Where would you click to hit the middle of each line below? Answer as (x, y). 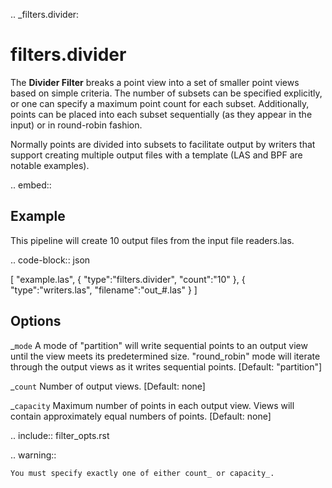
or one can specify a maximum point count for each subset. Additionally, (160, 103)
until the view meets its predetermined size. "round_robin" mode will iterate (165, 356)
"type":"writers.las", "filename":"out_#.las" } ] (104, 290)
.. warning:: (33, 455)
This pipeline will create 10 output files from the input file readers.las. (152, 240)
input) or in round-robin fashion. (76, 125)
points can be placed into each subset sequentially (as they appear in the (161, 114)
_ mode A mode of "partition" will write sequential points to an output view (159, 345)
